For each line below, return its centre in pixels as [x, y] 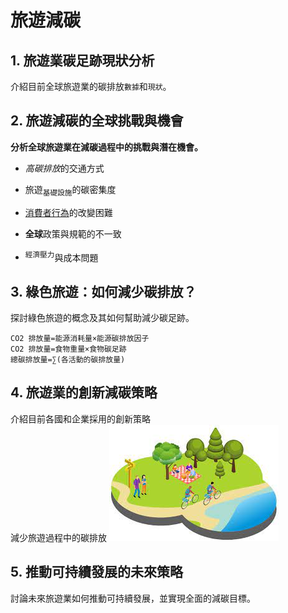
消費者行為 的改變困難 [68, 212]
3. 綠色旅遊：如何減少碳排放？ [103, 291]
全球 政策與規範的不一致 [73, 233]
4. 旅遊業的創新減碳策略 [84, 392]
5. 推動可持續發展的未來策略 [96, 572]
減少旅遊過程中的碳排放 [58, 537]
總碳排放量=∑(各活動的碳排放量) [68, 360]
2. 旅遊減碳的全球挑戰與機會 [97, 121]
